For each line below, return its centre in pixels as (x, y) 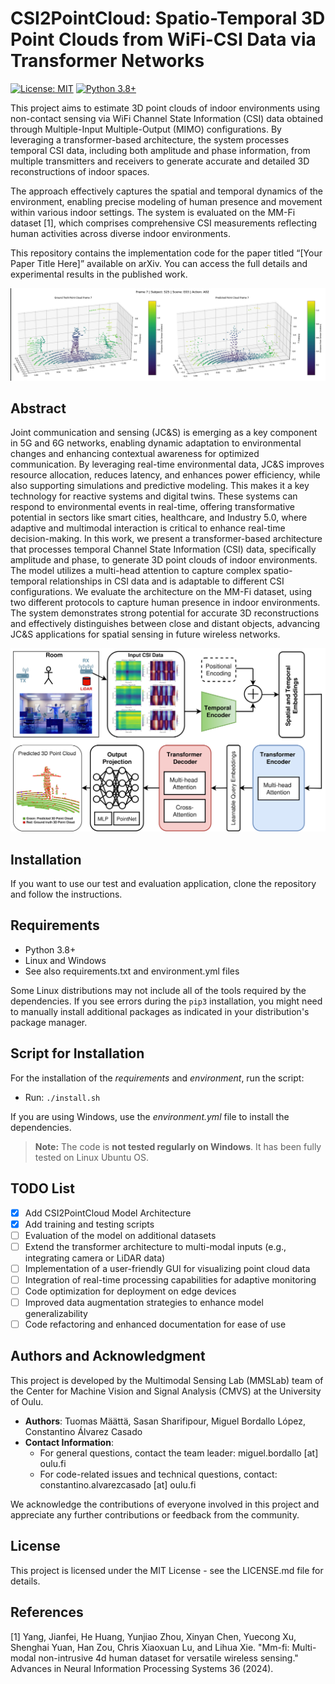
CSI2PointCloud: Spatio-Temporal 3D (168, 18)
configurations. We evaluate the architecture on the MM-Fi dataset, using (161, 592)
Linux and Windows (65, 960)
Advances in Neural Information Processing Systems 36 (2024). (142, 1668)
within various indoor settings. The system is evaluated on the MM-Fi (153, 212)
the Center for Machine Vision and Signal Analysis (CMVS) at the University (166, 1391)
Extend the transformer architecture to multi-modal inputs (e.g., (155, 1246)
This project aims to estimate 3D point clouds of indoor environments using (165, 108)
